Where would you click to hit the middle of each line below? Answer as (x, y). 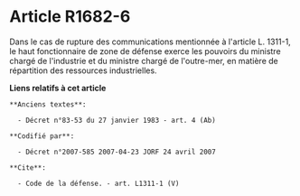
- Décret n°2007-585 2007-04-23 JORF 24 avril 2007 (117, 152)
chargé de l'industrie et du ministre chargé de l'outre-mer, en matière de (144, 61)
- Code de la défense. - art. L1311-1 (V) (98, 183)
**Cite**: (28, 168)
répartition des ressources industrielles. (83, 70)
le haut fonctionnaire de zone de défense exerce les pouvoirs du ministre (145, 51)
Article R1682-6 (70, 17)
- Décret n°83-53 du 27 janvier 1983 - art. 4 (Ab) (117, 120)
